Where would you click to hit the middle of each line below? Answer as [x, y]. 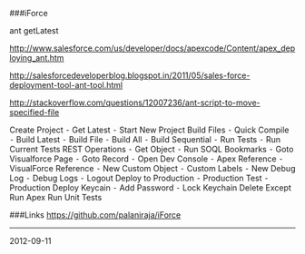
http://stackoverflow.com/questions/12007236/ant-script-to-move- [135, 103]
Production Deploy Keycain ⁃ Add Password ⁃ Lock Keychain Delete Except [151, 188]
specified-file [34, 112]
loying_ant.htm [37, 58]
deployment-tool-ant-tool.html [66, 85]
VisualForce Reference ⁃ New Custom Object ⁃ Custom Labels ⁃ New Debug [152, 168]
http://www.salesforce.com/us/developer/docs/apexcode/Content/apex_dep [152, 48]
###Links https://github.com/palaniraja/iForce [95, 215]
